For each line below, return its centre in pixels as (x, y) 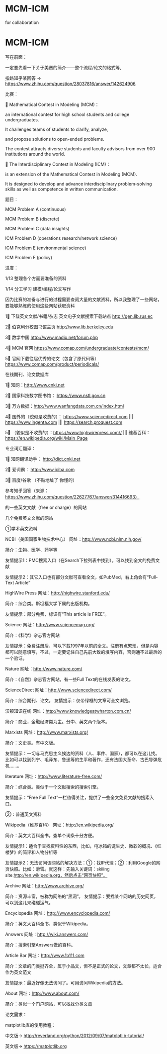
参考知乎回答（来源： (27, 490)
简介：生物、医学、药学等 (31, 550)
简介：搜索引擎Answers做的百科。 (40, 945)
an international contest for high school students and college (67, 114)
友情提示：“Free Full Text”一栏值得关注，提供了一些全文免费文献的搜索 (78, 797)
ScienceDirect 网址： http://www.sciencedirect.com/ (58, 690)
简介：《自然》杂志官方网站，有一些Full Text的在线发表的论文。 (69, 679)
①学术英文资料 (21, 528)
